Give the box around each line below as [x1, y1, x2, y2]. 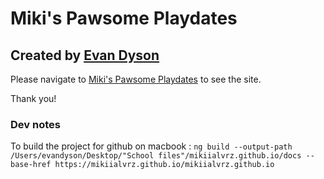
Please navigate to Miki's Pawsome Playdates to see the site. [10, 73, 262, 85]
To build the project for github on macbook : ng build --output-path [10, 140, 293, 152]
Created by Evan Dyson [10, 47, 160, 64]
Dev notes [10, 117, 61, 131]
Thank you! [10, 93, 57, 104]
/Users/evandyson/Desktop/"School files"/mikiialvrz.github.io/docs [10, 151, 302, 161]
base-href [10, 160, 52, 170]
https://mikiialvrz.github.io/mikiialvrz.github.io [54, 160, 275, 170]
